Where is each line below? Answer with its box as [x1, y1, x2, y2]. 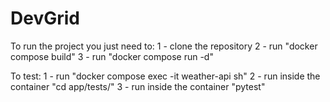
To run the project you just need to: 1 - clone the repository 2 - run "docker [10, 40, 318, 52]
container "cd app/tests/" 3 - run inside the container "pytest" [10, 80, 266, 92]
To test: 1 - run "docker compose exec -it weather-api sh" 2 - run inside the [10, 70, 321, 82]
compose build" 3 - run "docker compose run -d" [10, 50, 214, 62]
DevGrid [10, 7, 80, 30]
